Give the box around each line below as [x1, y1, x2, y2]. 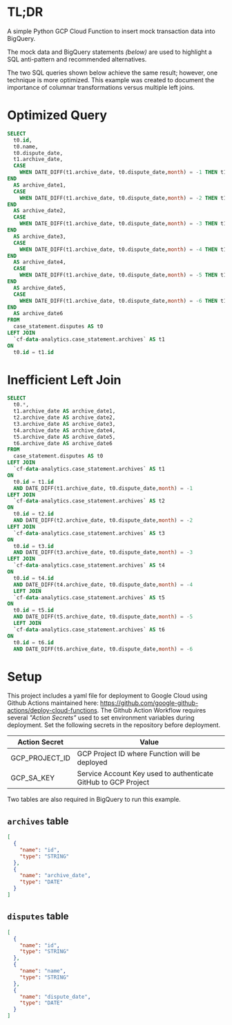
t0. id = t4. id [13, 574, 54, 581]
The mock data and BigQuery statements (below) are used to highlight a [7, 48, 213, 56]
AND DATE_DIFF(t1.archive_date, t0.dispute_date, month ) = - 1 [13, 485, 193, 491]
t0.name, [13, 143, 39, 150]
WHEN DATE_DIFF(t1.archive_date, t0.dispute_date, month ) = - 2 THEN [19, 194, 217, 201]
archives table [7, 815, 69, 827]
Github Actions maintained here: [7, 699, 99, 707]
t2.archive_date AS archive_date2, [13, 414, 116, 422]
